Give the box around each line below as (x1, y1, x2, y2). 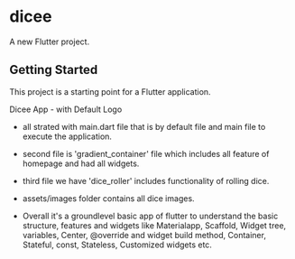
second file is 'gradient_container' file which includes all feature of (22, 148, 270, 159)
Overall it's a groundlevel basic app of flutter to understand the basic (22, 210, 279, 221)
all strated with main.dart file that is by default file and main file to (22, 121, 266, 132)
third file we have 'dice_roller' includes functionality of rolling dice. (22, 175, 270, 186)
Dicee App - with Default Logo (9, 104, 123, 115)
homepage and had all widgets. (22, 158, 140, 169)
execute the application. (22, 131, 113, 142)
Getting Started (9, 62, 98, 78)
